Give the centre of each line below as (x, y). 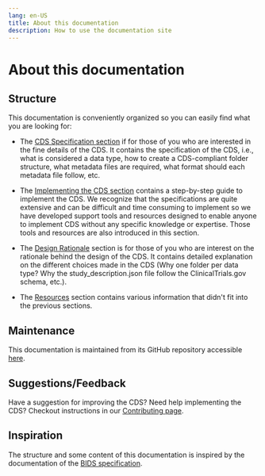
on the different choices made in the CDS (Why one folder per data (129, 265)
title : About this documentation (63, 23)
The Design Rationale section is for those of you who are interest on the (137, 248)
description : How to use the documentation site (90, 30)
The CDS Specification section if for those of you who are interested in (135, 142)
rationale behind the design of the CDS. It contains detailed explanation (136, 257)
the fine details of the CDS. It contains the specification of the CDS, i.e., (136, 150)
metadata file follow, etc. (60, 175)
